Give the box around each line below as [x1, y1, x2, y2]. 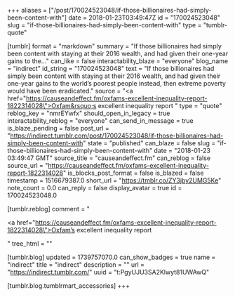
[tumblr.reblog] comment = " [7, 205, 90, 213]
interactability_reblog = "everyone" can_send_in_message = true [7, 117, 194, 125]
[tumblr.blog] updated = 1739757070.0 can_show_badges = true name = [7, 253, 216, 261]
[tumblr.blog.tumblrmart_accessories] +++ [7, 282, 130, 290]
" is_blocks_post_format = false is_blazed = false [62, 169, 204, 177]
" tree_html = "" [7, 239, 53, 248]
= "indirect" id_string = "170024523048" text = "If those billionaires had [7, 65, 215, 72]
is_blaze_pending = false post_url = [7, 124, 110, 132]
